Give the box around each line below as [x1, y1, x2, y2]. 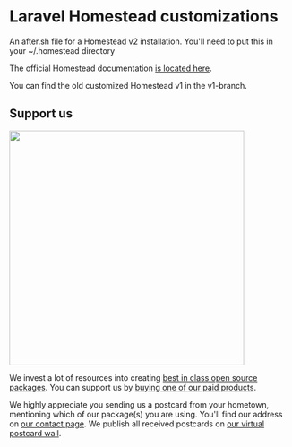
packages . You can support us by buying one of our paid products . [9, 382, 257, 392]
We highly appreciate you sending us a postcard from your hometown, [9, 399, 270, 409]
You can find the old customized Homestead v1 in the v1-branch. [9, 80, 248, 90]
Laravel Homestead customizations [9, 6, 279, 27]
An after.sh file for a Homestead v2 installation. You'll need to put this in [9, 36, 273, 47]
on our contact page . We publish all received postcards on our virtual [9, 418, 265, 429]
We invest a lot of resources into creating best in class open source [9, 372, 258, 383]
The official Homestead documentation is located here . [9, 63, 212, 73]
